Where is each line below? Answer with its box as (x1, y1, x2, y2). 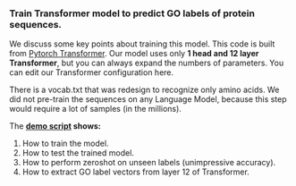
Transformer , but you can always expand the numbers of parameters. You (9, 57, 284, 69)
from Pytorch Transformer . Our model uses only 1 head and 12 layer (9, 48, 259, 59)
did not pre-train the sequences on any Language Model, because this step (9, 94, 288, 105)
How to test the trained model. (21, 148, 134, 158)
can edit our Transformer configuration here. (9, 67, 174, 78)
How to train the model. (21, 138, 109, 149)
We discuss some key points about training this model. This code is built (9, 38, 275, 49)
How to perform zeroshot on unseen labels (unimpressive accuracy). (21, 157, 276, 168)
